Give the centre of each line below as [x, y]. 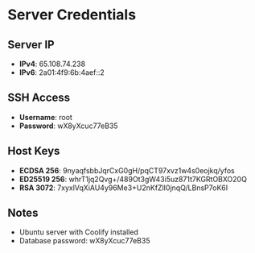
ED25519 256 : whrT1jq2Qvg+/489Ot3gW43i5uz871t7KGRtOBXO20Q [133, 179]
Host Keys [34, 151]
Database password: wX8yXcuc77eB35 [84, 241]
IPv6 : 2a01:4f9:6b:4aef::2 [62, 73]
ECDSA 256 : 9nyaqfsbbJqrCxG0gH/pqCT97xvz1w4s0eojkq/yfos [127, 170]
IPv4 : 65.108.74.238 [52, 64]
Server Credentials [72, 15]
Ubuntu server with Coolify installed [78, 232]
